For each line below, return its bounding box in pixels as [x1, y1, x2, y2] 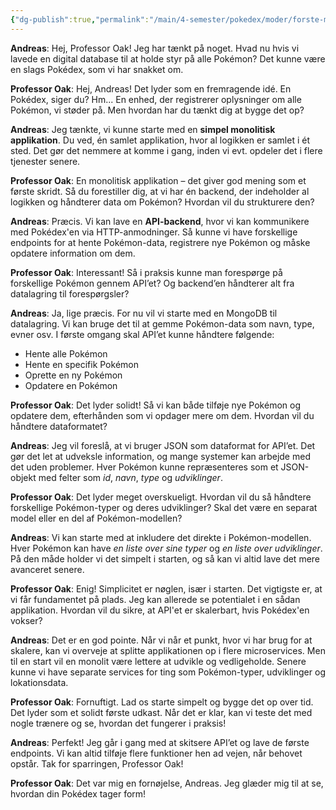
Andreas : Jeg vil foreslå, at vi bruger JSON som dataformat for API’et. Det [10, 439, 316, 451]
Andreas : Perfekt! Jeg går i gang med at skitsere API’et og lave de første [10, 736, 310, 748]
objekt [10, 471, 37, 483]
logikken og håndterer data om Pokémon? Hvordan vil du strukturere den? [10, 196, 315, 208]
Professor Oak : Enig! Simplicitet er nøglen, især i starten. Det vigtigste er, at [10, 582, 323, 595]
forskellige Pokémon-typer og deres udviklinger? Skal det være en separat [10, 501, 318, 513]
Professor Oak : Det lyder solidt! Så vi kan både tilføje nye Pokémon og [10, 399, 301, 411]
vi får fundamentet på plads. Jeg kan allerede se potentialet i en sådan [10, 593, 301, 605]
